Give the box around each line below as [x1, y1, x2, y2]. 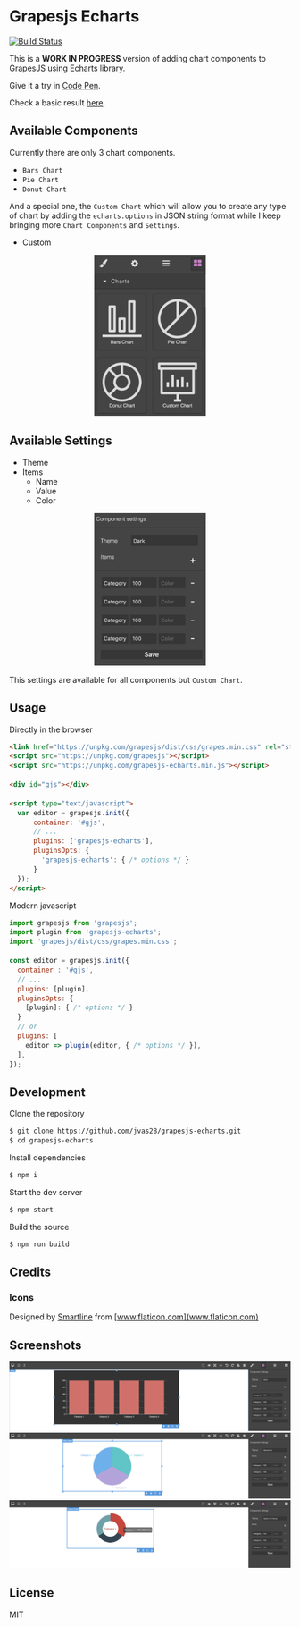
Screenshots [9, 1337, 82, 1353]
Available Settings [9, 434, 113, 449]
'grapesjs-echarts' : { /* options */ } [41, 856, 190, 864]
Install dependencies [9, 1152, 87, 1163]
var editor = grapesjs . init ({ [17, 808, 129, 817]
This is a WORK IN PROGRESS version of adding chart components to [9, 53, 266, 63]
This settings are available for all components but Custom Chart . [9, 674, 243, 685]
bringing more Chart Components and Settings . [9, 219, 180, 230]
